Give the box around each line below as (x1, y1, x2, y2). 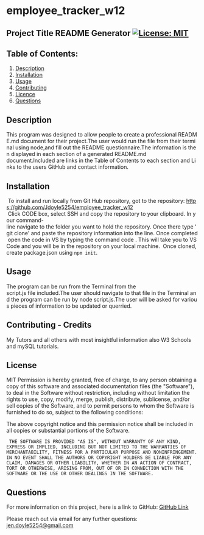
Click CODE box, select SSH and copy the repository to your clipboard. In (7, 210, 192, 218)
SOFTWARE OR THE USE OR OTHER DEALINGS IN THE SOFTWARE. (6, 470, 154, 477)
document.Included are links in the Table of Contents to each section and (6, 157, 191, 165)
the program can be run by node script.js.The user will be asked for (11, 296, 180, 303)
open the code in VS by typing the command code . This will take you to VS (7, 236, 197, 244)
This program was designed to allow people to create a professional (6, 131, 177, 138)
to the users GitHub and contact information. (16, 163, 129, 171)
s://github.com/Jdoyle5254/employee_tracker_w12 (6, 204, 133, 211)
